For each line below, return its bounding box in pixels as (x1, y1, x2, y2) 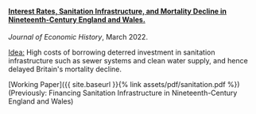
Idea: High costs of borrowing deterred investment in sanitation (8, 47, 216, 57)
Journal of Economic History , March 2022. (8, 32, 149, 42)
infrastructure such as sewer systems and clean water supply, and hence (8, 56, 248, 66)
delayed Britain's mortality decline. (8, 64, 122, 74)
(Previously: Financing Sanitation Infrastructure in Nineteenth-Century (8, 88, 238, 98)
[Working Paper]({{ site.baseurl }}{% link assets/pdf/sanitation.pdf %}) (8, 80, 240, 89)
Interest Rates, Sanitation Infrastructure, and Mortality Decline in (8, 6, 227, 16)
